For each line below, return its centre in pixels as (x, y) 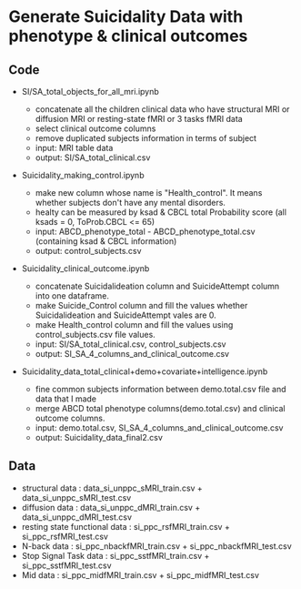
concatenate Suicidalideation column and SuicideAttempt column (157, 286)
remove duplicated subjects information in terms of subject (145, 138)
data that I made (66, 399)
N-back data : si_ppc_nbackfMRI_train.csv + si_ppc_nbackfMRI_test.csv (156, 546)
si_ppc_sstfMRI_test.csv (66, 565)
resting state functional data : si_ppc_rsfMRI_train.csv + (126, 526)
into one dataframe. (72, 296)
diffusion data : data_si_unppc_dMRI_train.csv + (111, 507)
